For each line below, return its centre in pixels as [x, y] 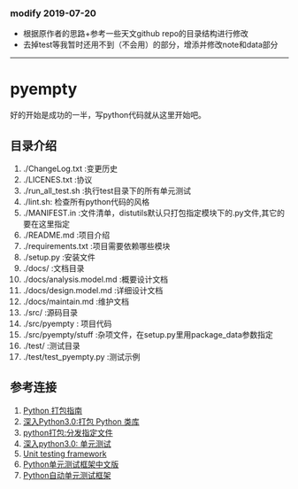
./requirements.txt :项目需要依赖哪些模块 [96, 246]
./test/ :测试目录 [51, 346]
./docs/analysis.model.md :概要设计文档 [96, 279]
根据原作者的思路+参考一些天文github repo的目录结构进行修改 [135, 34]
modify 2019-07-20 [53, 13]
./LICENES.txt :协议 [57, 180]
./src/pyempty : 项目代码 [67, 324]
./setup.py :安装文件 [59, 257]
